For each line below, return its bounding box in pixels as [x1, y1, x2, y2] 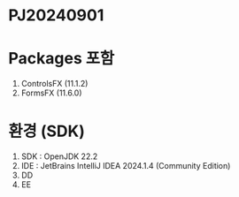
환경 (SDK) [8, 121, 85, 141]
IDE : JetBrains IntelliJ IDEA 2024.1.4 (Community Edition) [20, 161, 231, 171]
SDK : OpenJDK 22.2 [20, 151, 98, 162]
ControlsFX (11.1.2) [20, 79, 89, 89]
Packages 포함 [8, 49, 115, 69]
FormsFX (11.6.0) [20, 87, 82, 98]
